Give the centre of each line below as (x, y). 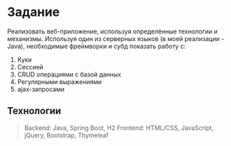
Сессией (30, 67)
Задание (34, 12)
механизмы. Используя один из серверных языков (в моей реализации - (116, 38)
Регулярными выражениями (59, 81)
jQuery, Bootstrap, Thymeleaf (66, 135)
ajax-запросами (41, 89)
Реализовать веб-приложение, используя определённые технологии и (112, 31)
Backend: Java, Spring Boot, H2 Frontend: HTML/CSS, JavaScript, (119, 128)
